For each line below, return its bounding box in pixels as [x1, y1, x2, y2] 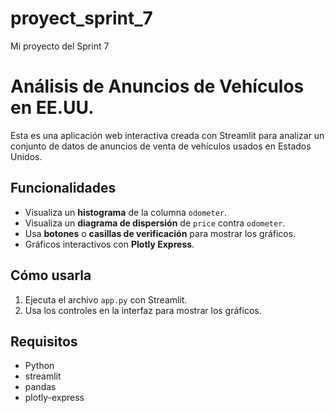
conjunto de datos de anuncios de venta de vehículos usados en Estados [10, 140, 312, 152]
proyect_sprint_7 [10, 7, 153, 30]
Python [24, 360, 55, 372]
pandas [24, 381, 57, 393]
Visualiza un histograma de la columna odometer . [24, 206, 228, 218]
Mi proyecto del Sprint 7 [10, 40, 110, 52]
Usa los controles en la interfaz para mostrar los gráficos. [24, 304, 262, 316]
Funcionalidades [10, 180, 117, 197]
